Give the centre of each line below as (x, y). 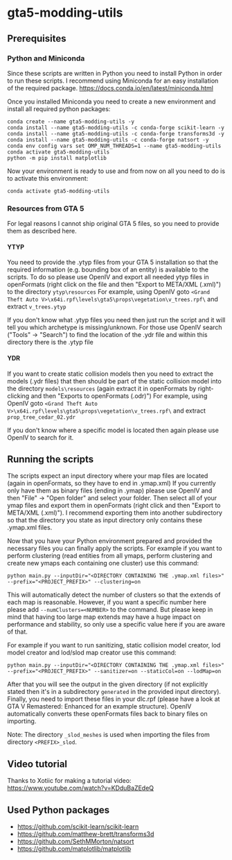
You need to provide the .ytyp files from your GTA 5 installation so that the (113, 263)
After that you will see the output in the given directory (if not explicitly (108, 684)
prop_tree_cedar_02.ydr (42, 417)
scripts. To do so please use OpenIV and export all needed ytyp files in (108, 277)
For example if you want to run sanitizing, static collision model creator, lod (114, 645)
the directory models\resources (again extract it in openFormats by (102, 388)
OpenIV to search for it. (41, 437)
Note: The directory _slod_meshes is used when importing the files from (108, 735)
